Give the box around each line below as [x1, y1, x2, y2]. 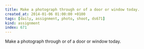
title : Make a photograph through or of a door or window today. [5, 7, 140, 12]
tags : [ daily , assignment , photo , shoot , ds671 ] [5, 16, 105, 21]
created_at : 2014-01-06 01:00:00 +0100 [5, 12, 86, 16]
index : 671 [5, 25, 27, 30]
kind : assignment [5, 20, 40, 26]
